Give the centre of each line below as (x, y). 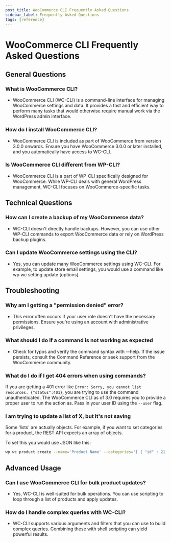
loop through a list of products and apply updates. (65, 499)
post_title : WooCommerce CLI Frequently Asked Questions (67, 10)
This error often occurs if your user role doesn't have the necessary (84, 316)
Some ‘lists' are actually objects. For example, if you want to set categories (84, 428)
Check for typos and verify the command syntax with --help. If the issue (89, 351)
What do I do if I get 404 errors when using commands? (76, 375)
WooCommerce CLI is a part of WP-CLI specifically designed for (80, 176)
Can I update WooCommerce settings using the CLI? (71, 252)
